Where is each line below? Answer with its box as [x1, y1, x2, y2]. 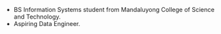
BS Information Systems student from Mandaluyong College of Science [13, 6, 215, 13]
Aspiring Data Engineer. [13, 20, 81, 27]
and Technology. [13, 13, 62, 21]
